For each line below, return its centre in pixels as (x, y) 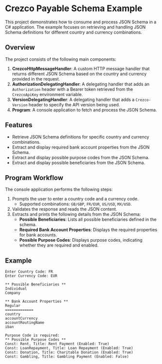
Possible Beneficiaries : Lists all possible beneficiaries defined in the (88, 219)
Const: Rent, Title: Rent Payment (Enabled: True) (57, 344)
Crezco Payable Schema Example (74, 8)
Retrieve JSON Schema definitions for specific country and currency (81, 137)
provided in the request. (36, 79)
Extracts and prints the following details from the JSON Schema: (76, 215)
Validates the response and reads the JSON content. (65, 209)
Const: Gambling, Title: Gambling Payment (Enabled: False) (67, 357)
